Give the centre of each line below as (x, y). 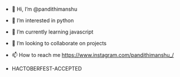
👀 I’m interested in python (43, 20)
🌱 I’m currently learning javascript (52, 32)
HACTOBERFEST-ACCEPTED (47, 68)
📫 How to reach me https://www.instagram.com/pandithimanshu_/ (93, 55)
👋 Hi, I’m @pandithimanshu (44, 9)
